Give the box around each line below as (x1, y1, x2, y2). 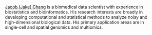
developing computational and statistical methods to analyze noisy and (5, 14, 148, 20)
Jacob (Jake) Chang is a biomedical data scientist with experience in (5, 4, 143, 10)
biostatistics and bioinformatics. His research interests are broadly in (5, 9, 143, 15)
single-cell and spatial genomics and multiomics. (5, 24, 103, 30)
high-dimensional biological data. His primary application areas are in (5, 19, 144, 25)
